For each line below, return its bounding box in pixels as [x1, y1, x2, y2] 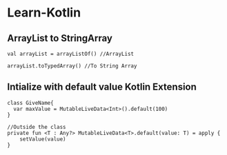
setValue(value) [19, 136, 67, 143]
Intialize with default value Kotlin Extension [7, 81, 197, 93]
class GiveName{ [7, 99, 54, 106]
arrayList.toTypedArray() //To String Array [7, 63, 137, 70]
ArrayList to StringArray [7, 32, 112, 44]
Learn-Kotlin [7, 5, 81, 21]
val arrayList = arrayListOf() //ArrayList [7, 50, 135, 57]
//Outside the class [7, 123, 67, 130]
